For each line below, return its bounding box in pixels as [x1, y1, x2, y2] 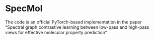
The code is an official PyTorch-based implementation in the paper [5, 19, 142, 25]
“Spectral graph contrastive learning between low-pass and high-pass [5, 24, 150, 30]
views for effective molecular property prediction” [5, 29, 107, 35]
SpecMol [5, 3, 43, 14]
